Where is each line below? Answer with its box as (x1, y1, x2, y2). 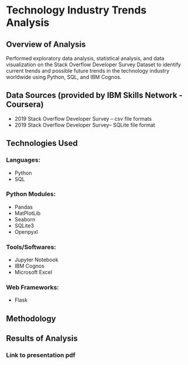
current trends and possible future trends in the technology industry (6, 67, 170, 74)
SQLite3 (14, 222, 34, 229)
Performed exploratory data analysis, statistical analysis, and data (6, 55, 165, 62)
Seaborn (14, 216, 36, 223)
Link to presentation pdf (6, 351, 76, 359)
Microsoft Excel (14, 269, 53, 276)
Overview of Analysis (6, 39, 86, 49)
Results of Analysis (6, 333, 78, 343)
